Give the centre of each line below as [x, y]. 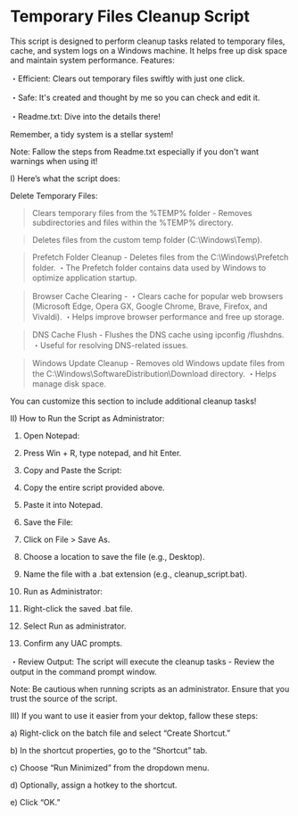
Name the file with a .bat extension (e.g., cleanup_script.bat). [135, 574]
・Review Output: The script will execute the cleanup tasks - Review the [142, 662]
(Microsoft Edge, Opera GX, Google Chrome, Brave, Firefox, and [149, 306]
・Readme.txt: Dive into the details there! [86, 116]
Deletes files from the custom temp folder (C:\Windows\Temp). [147, 239]
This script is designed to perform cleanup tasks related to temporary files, [148, 41]
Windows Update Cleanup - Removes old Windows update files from [158, 362]
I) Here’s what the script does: [66, 178]
